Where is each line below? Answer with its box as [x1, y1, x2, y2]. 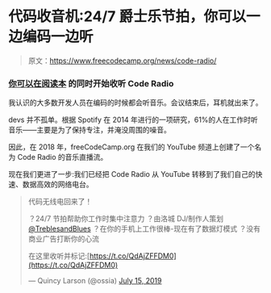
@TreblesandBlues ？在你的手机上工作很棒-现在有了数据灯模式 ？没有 [27, 224, 261, 234]
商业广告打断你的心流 [27, 234, 99, 244]
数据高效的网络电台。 [22, 179, 94, 190]
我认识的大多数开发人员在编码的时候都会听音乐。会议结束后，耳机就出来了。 [8, 98, 263, 107]
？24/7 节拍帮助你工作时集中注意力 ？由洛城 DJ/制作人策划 [27, 214, 224, 224]
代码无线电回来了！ [27, 197, 93, 207]
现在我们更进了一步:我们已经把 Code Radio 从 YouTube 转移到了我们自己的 [8, 170, 256, 179]
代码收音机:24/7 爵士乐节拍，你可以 [8, 7, 247, 26]
